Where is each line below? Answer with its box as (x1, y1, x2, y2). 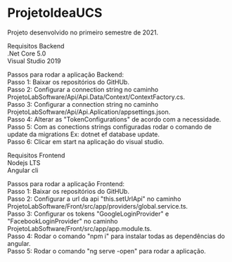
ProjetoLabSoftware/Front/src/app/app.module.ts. (7, 224, 153, 232)
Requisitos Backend (7, 41, 65, 50)
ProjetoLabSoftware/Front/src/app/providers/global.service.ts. (7, 202, 188, 210)
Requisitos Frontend (7, 151, 65, 159)
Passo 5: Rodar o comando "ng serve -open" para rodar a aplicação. (7, 247, 206, 255)
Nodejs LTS (7, 158, 41, 166)
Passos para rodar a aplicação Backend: (7, 70, 124, 79)
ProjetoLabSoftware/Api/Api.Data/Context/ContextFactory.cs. (7, 93, 185, 101)
